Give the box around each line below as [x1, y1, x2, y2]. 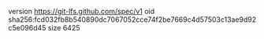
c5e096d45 [8, 23, 46, 32]
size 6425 [47, 23, 80, 32]
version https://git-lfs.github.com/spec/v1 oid [8, 7, 155, 16]
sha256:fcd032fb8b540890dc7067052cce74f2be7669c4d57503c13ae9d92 [8, 15, 257, 24]
